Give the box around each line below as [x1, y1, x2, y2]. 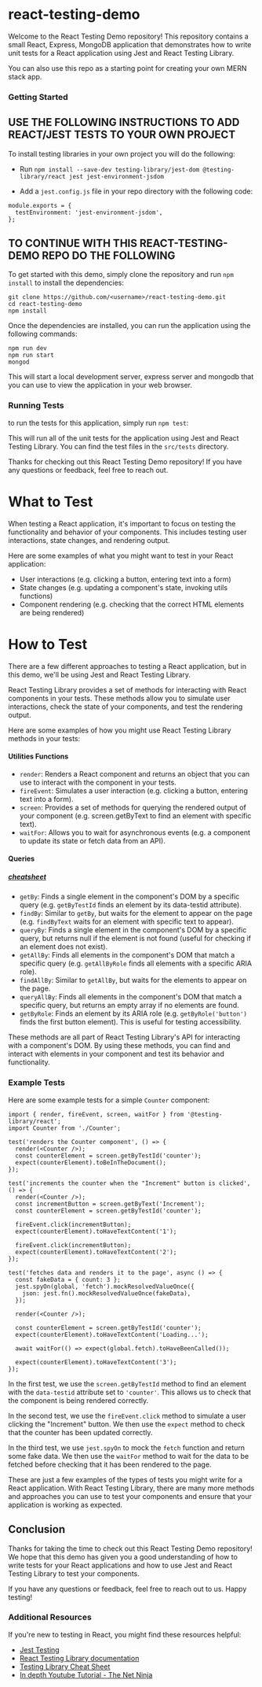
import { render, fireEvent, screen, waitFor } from [8, 1110, 184, 1118]
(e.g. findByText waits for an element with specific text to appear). [19, 917, 234, 926]
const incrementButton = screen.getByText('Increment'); [15, 1200, 206, 1208]
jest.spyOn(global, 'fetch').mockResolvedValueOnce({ [15, 1283, 195, 1290]
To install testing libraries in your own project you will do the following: [8, 149, 235, 158]
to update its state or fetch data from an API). [19, 836, 166, 845]
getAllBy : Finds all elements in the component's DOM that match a [19, 951, 235, 960]
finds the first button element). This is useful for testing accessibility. [19, 1017, 242, 1027]
